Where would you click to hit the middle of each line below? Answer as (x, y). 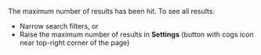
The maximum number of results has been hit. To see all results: (112, 11)
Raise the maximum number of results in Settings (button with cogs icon (136, 34)
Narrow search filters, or (59, 26)
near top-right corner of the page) (74, 43)
